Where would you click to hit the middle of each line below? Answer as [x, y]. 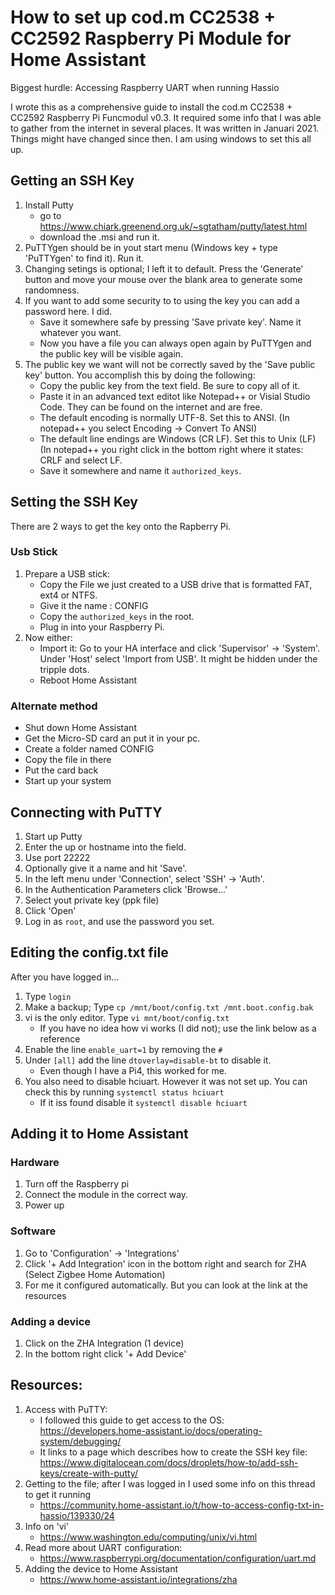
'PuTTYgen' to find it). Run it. [84, 258]
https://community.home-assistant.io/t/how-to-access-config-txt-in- [182, 1505]
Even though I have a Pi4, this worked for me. [133, 1070]
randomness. [52, 290]
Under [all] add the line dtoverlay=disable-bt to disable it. [148, 1060]
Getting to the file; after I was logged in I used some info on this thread [170, 1483]
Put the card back [61, 770]
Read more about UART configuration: [103, 1547]
